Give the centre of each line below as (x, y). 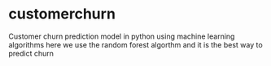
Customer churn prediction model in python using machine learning (122, 36)
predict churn (31, 53)
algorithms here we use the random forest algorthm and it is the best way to (135, 44)
